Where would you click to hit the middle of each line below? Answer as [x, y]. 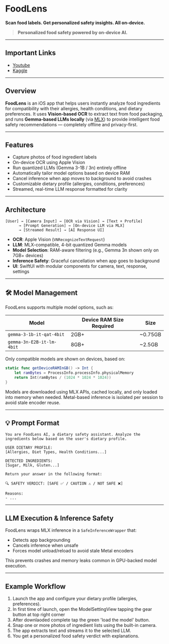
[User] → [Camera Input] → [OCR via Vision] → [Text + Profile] [74, 221]
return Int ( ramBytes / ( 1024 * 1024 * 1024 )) [63, 377]
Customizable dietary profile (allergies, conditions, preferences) [78, 184]
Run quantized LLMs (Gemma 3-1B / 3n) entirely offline [69, 168]
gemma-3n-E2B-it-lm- [32, 342]
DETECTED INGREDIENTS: [29, 461]
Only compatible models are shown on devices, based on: [65, 359]
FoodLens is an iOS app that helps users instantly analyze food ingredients [83, 103]
